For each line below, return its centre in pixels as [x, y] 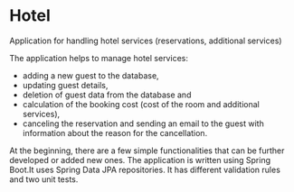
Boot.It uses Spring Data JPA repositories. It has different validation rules [145, 169]
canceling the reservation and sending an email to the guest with [143, 123]
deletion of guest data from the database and [107, 95]
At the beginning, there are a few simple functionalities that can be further [147, 151]
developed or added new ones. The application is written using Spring [140, 160]
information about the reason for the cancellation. [115, 133]
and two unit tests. [44, 179]
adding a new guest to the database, [91, 75]
